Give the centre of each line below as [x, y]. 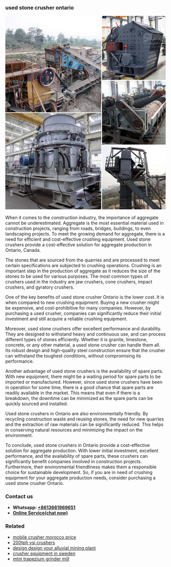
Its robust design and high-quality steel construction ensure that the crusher [85, 350]
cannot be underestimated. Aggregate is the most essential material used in [84, 223]
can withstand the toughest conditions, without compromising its [73, 356]
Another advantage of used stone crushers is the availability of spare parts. [84, 371]
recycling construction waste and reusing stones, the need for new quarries [85, 419]
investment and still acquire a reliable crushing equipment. [66, 319]
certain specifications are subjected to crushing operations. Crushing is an [83, 265]
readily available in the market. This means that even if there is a [73, 393]
